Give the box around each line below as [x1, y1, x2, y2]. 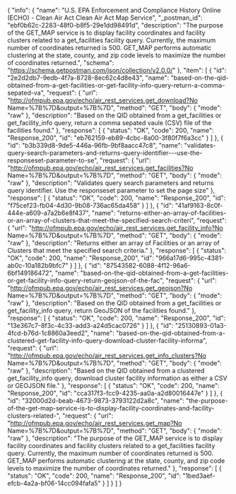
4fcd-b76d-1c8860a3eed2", [7, 329, 90, 337]
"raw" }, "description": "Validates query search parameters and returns [7, 179, 214, 187]
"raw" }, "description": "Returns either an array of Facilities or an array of [7, 239, 220, 247]
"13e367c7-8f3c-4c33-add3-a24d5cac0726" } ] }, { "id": [7, 322, 174, 329]
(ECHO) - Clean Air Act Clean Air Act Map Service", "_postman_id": [7, 13, 203, 22]
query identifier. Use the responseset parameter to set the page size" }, [7, 187, 216, 194]
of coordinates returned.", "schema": [7, 59, 114, 66]
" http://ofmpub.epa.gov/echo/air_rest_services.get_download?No [7, 96, 198, 105]
